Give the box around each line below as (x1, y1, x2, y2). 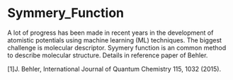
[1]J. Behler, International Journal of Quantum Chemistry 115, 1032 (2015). (7, 64, 222, 73)
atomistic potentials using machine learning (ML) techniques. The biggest (7, 35, 222, 44)
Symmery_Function (7, 5, 125, 21)
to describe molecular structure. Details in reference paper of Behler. (7, 51, 208, 59)
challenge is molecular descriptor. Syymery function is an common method (7, 43, 227, 52)
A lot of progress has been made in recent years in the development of (7, 28, 214, 37)
